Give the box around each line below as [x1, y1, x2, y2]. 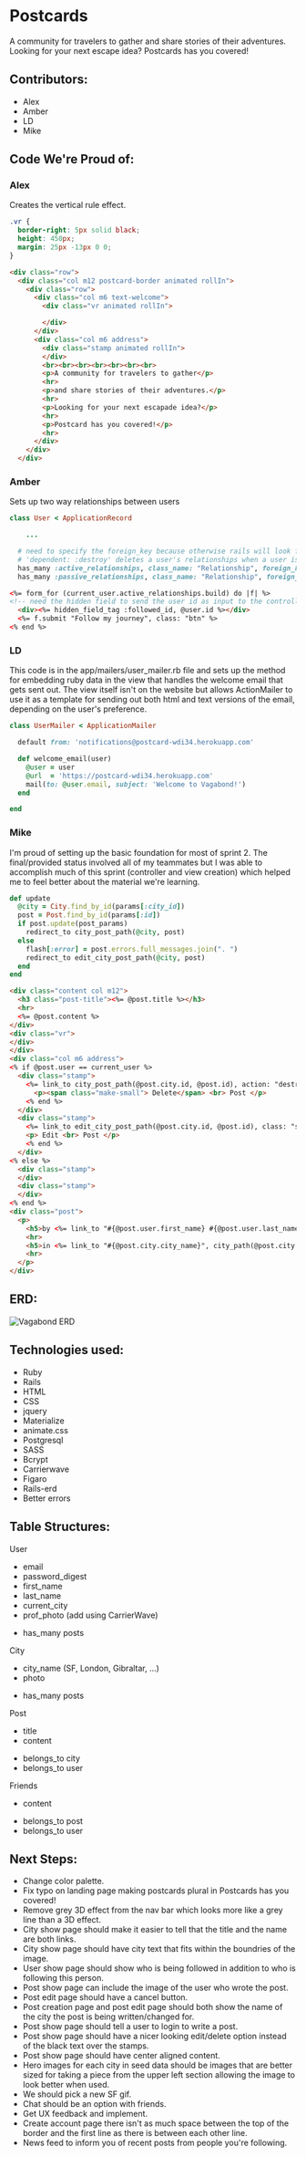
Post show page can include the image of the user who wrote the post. [22, 1982, 289, 1994]
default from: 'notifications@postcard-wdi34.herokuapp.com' [17, 738, 255, 747]
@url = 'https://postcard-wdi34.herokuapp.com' [25, 771, 214, 780]
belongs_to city [22, 1753, 80, 1764]
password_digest [22, 1570, 87, 1581]
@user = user [25, 763, 76, 772]
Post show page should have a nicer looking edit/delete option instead [22, 2031, 287, 2042]
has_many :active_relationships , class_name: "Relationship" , [17, 563, 259, 573]
